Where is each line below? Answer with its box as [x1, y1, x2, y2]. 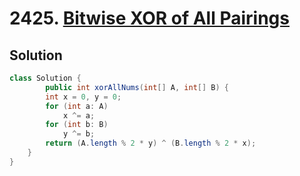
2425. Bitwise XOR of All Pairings [9, 7, 290, 30]
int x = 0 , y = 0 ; [45, 92, 122, 102]
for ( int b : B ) [45, 120, 109, 130]
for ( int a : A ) [45, 101, 109, 111]
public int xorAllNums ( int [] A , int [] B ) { [45, 82, 229, 92]
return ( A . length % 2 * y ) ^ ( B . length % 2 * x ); [45, 138, 257, 149]
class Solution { [9, 73, 82, 83]
